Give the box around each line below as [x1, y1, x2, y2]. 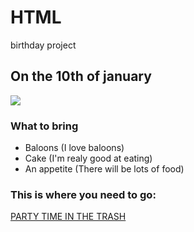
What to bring [10, 119, 79, 133]
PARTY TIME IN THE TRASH [10, 211, 127, 223]
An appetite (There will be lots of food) [24, 163, 185, 175]
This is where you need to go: [10, 187, 157, 201]
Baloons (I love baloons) [24, 142, 125, 154]
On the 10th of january [10, 68, 152, 85]
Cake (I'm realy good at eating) [24, 152, 153, 165]
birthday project [10, 39, 77, 51]
